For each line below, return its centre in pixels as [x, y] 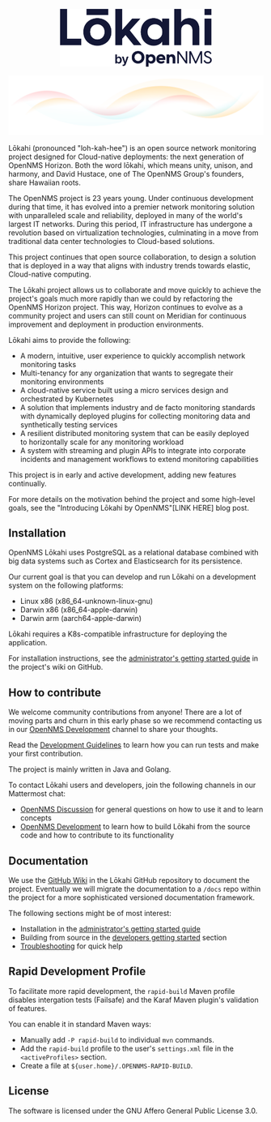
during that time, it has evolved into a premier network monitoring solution [131, 207]
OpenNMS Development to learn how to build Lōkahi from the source [135, 827]
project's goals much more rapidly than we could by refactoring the [121, 298]
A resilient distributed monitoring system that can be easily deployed [134, 433]
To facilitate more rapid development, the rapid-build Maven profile [122, 991]
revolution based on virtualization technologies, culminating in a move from [133, 233]
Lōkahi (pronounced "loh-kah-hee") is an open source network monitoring [132, 148]
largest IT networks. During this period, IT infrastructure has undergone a [131, 224]
